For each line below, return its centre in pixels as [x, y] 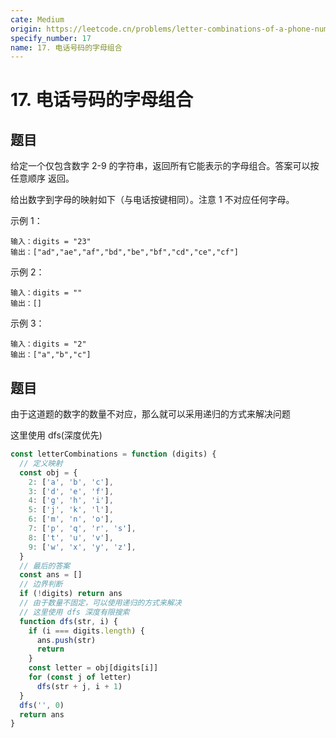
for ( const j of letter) [80, 677]
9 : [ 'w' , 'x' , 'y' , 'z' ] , [82, 547]
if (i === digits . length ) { [86, 631]
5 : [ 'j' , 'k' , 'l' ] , [71, 510]
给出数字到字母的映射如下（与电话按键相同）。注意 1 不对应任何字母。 [152, 200]
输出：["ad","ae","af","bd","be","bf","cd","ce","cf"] [124, 252]
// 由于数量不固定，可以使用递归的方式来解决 [100, 603]
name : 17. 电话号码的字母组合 [66, 47]
